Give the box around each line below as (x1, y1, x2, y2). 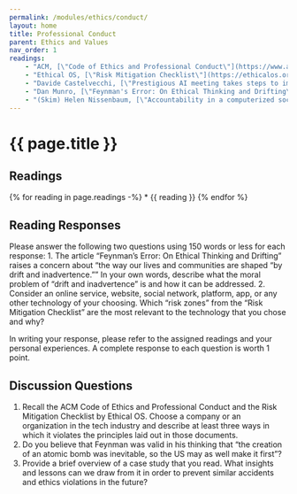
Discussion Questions (9, 378, 133, 393)
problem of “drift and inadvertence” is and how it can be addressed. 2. (9, 279, 266, 289)
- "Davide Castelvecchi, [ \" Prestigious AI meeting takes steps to (25, 79, 278, 88)
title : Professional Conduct (9, 29, 117, 38)
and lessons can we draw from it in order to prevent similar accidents (21, 467, 274, 478)
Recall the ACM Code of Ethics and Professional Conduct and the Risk (21, 402, 278, 412)
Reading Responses (9, 218, 121, 233)
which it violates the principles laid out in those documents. (21, 430, 239, 440)
